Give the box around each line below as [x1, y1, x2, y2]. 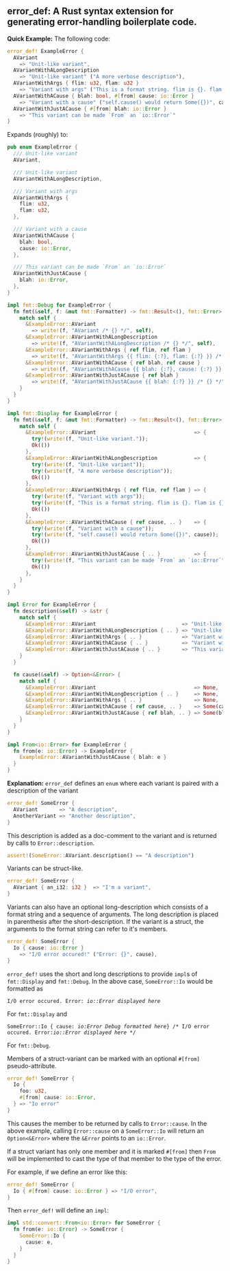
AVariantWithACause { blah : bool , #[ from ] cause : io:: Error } [13, 92, 194, 99]
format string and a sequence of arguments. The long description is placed [7, 910, 219, 918]
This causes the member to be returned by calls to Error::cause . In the [7, 1119, 207, 1127]
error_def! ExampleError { [7, 47, 84, 54]
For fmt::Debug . [7, 1041, 51, 1049]
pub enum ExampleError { [7, 144, 78, 151]
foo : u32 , [19, 1087, 48, 1095]
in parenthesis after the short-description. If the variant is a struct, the [7, 918, 204, 926]
